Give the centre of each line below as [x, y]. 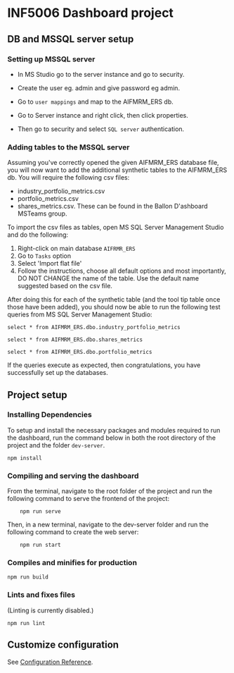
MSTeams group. [42, 214]
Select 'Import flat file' [50, 264]
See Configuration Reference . [50, 662]
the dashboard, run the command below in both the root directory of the [112, 438]
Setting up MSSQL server [51, 59]
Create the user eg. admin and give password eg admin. [99, 88]
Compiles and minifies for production [72, 563]
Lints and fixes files [41, 595]
